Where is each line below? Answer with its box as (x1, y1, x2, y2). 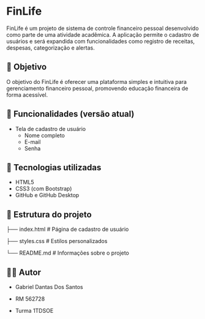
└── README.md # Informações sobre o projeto (6, 249, 130, 257)
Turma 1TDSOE (15, 307, 54, 314)
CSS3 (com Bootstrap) (15, 185, 72, 192)
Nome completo (24, 132, 65, 139)
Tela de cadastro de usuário (15, 125, 86, 132)
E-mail (24, 138, 41, 145)
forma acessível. (6, 91, 48, 99)
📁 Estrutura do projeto (6, 209, 92, 220)
